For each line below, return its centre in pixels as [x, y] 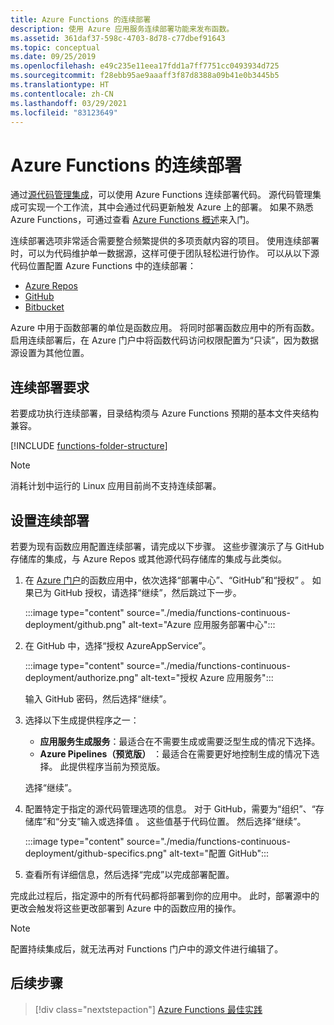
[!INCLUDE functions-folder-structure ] [89, 446]
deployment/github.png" [75, 624]
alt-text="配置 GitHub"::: [219, 853]
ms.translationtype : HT [60, 85]
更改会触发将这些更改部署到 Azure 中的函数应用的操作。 [126, 908]
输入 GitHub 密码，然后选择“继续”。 [98, 698]
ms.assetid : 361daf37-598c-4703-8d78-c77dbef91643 [118, 38]
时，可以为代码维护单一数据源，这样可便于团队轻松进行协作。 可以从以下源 [165, 253]
